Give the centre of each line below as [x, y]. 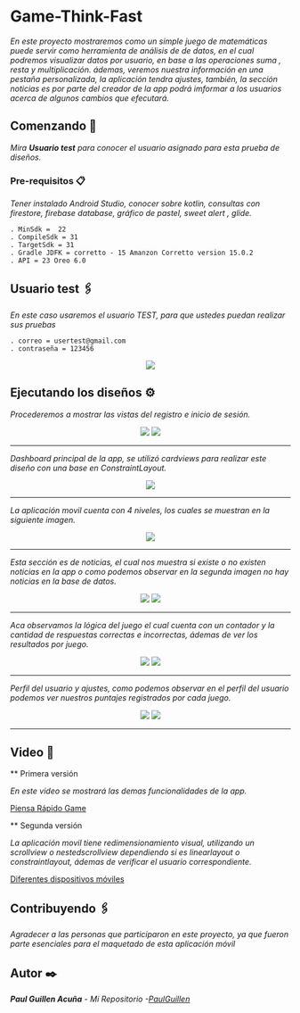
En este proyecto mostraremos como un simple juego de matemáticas [139, 41]
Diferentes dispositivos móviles [67, 879]
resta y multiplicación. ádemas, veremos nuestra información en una [137, 70]
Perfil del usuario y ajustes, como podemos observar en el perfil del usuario [150, 688]
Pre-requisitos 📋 [48, 180]
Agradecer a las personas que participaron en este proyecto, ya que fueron [149, 934]
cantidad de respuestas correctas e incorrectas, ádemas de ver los [134, 635]
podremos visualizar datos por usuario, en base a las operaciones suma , [146, 60]
